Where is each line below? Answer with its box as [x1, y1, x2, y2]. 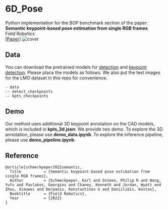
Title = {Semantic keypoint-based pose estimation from [10, 169, 150, 175]
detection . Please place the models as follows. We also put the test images [5, 69, 160, 75]
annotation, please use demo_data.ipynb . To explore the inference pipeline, [5, 131, 163, 137]
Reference [5, 151, 39, 160]
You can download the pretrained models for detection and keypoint [5, 64, 147, 70]
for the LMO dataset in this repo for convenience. [5, 74, 107, 81]
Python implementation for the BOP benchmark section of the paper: [5, 20, 148, 26]
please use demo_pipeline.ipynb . [5, 137, 76, 143]
